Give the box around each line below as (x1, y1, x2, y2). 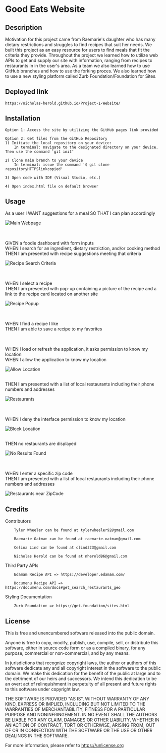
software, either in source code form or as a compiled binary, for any (5, 645, 146, 651)
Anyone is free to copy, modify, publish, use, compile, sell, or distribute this (5, 640, 159, 646)
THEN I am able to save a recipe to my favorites (5, 326, 103, 332)
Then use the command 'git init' (5, 149, 74, 154)
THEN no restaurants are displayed (5, 440, 77, 447)
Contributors (5, 518, 31, 524)
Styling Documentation (5, 594, 52, 600)
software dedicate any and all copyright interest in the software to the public (5, 665, 161, 671)
